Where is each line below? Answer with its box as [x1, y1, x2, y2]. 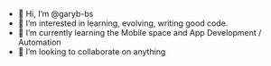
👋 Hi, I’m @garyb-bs [17, 9, 94, 19]
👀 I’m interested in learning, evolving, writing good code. [17, 18, 229, 29]
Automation [17, 37, 61, 47]
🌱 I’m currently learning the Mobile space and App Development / [17, 28, 262, 37]
